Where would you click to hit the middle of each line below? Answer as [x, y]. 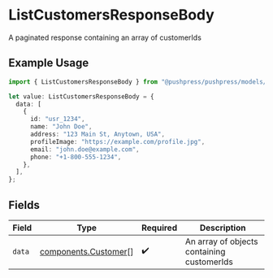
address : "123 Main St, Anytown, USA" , [97, 134]
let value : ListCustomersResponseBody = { [81, 96]
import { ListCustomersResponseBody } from [83, 82]
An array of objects [221, 241]
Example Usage [49, 63]
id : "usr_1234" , [57, 119]
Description [223, 228]
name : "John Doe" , [61, 127]
